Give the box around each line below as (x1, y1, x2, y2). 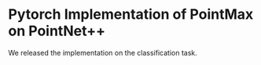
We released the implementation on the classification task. (8, 48, 198, 57)
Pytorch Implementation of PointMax (8, 5, 254, 23)
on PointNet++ (8, 22, 106, 40)
